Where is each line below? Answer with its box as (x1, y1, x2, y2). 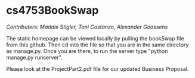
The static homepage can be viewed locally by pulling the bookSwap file (6, 35, 184, 42)
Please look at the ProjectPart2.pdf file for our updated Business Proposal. (6, 65, 189, 72)
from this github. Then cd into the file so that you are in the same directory (6, 41, 189, 48)
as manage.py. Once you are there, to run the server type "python (6, 47, 168, 54)
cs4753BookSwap (6, 4, 99, 17)
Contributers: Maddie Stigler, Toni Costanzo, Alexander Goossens (6, 23, 168, 30)
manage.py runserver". (6, 54, 63, 61)
